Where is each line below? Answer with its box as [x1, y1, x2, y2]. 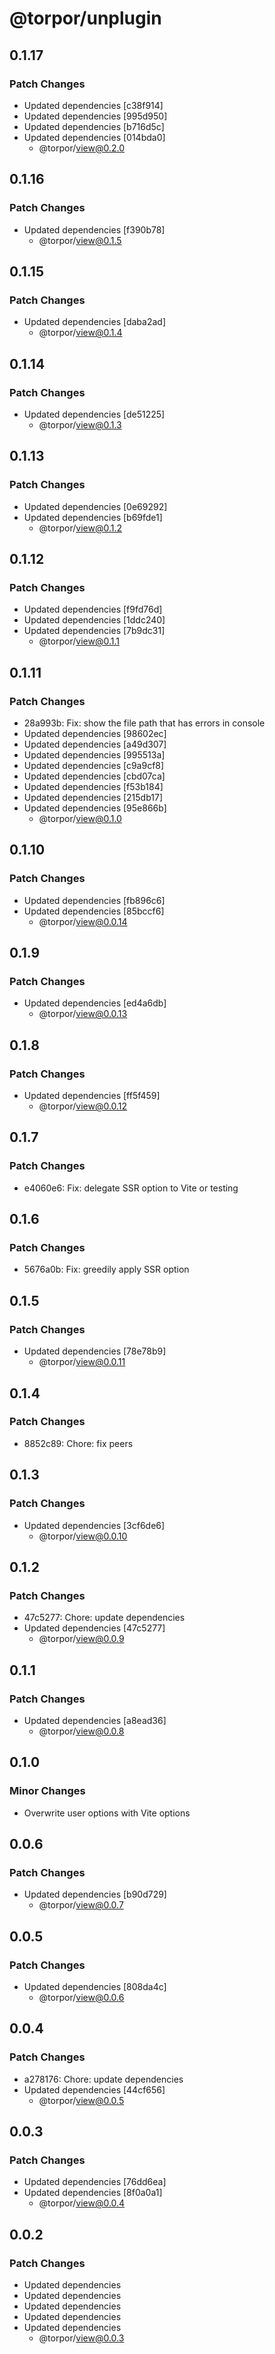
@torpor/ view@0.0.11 [38, 1356, 126, 1368]
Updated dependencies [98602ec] [23, 728, 167, 739]
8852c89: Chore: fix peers [23, 1437, 134, 1449]
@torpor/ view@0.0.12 [38, 1100, 128, 1112]
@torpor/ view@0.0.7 [38, 1899, 124, 1911]
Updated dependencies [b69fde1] [23, 511, 163, 523]
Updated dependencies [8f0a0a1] [23, 2187, 163, 2199]
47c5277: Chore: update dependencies [23, 1612, 186, 1624]
